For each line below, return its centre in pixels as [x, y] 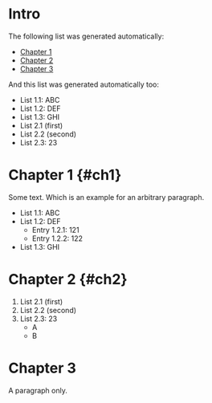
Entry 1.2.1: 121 [55, 230]
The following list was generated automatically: [86, 36]
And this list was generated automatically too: [84, 84]
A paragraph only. [38, 390]
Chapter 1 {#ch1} [65, 175]
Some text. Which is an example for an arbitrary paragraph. [106, 197]
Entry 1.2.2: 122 [57, 238]
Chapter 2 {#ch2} [68, 280]
